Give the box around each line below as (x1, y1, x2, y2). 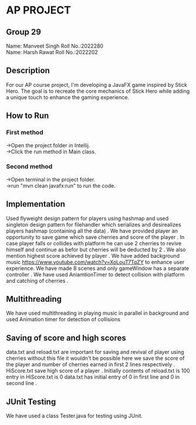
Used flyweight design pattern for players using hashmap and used (6, 215, 169, 222)
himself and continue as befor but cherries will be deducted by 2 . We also (6, 246, 186, 253)
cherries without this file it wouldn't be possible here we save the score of (6, 355, 185, 362)
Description (6, 66, 50, 76)
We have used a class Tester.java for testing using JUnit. (6, 412, 143, 420)
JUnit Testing (6, 397, 56, 407)
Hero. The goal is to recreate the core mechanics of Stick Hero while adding (6, 87, 190, 95)
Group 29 (6, 27, 41, 37)
